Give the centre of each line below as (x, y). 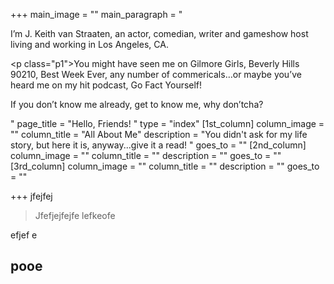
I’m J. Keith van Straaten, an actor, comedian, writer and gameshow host (159, 33)
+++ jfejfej (31, 196)
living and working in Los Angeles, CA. (89, 44)
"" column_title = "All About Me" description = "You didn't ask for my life (159, 134)
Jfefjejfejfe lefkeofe (75, 215)
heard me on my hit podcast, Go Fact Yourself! (106, 85)
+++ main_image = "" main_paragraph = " (96, 14)
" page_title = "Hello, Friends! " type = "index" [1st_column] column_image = (167, 123)
